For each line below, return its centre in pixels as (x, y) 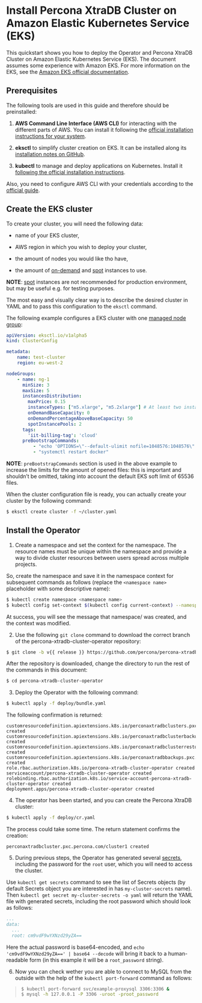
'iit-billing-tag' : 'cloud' (63, 435)
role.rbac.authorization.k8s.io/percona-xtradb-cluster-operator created (101, 768)
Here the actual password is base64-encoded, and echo (75, 947)
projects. (26, 564)
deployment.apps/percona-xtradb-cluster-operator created (80, 789)
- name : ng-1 (33, 379)
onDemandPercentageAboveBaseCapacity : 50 (81, 419)
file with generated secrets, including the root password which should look (99, 901)
